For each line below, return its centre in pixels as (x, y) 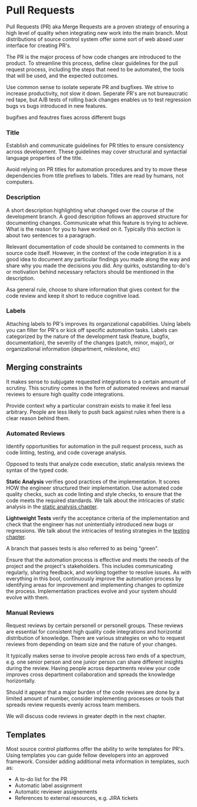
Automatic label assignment (48, 786)
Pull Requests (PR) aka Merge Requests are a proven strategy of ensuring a (98, 27)
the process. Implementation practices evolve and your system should (91, 591)
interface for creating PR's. (39, 45)
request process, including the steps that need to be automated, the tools (95, 69)
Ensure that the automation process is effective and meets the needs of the (98, 560)
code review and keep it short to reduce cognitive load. (73, 296)
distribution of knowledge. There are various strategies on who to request (96, 638)
